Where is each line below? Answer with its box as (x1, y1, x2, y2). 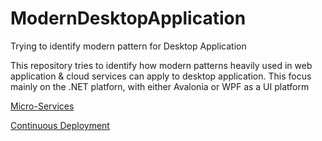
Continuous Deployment (10, 119, 110, 131)
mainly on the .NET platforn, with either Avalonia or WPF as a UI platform (10, 80, 310, 92)
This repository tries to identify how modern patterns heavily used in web (10, 59, 313, 71)
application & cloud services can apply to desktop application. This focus (10, 70, 312, 82)
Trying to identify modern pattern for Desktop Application (10, 40, 247, 52)
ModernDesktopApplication (10, 7, 247, 30)
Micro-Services (10, 100, 75, 112)
